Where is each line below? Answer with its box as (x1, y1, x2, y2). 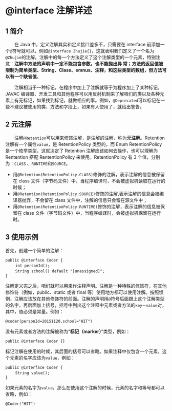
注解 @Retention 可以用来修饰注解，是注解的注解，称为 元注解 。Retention (14, 135, 165, 141)
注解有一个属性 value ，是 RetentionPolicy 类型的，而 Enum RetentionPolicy (5, 141, 162, 147)
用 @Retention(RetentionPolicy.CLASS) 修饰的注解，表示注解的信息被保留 (12, 171, 165, 177)
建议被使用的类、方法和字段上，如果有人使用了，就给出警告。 (14, 104, 144, 109)
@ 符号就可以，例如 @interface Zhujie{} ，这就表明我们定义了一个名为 (10, 48, 155, 54)
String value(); (15, 370, 50, 376)
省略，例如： (5, 391, 32, 397)
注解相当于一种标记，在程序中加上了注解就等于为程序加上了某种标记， (14, 84, 162, 90)
